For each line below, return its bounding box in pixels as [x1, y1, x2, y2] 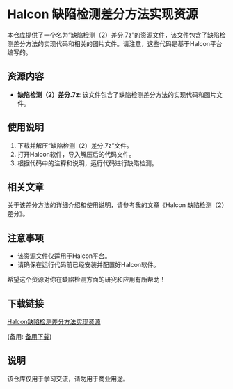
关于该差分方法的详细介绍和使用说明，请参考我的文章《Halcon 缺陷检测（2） [7, 201, 225, 209]
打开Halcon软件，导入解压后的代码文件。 [17, 150, 136, 158]
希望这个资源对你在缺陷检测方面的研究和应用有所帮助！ [7, 275, 166, 284]
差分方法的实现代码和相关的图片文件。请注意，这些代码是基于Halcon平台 [13, 39, 223, 47]
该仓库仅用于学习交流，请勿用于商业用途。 [7, 374, 129, 383]
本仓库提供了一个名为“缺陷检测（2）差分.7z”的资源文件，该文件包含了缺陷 [7, 31, 220, 39]
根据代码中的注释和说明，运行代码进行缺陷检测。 [17, 158, 158, 167]
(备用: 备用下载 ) [7, 333, 52, 340]
